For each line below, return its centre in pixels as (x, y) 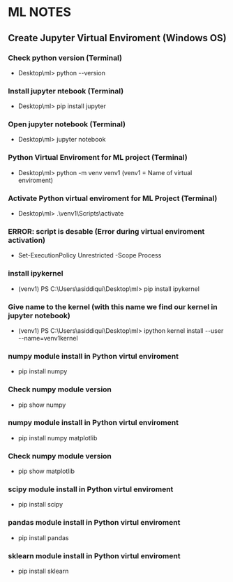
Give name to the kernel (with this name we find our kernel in (113, 306)
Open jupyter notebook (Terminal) (67, 124)
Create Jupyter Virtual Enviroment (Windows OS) (117, 38)
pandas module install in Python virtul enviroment (94, 523)
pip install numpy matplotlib (58, 438)
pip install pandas (43, 537)
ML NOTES (40, 12)
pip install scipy (40, 505)
